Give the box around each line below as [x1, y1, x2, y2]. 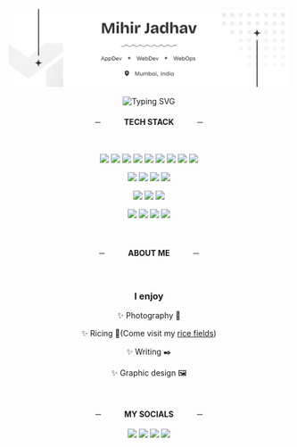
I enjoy [134, 290, 164, 302]
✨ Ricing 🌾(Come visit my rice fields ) [81, 327, 217, 338]
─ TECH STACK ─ [95, 116, 203, 127]
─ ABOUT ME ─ [98, 248, 200, 259]
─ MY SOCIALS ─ [95, 409, 203, 419]
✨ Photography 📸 [117, 310, 181, 320]
